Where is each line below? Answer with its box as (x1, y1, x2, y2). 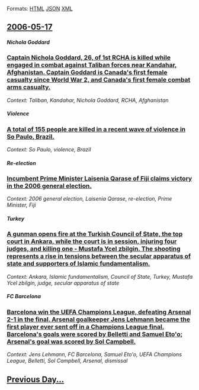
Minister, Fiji (7, 201, 36, 209)
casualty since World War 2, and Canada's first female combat (7, 76, 191, 84)
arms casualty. (7, 83, 51, 91)
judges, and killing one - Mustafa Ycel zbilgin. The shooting (7, 245, 181, 253)
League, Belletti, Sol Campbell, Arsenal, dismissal (7, 357, 128, 365)
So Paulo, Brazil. (7, 133, 55, 141)
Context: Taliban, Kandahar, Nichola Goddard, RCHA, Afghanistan (7, 96, 169, 104)
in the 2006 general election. (7, 182, 92, 190)
